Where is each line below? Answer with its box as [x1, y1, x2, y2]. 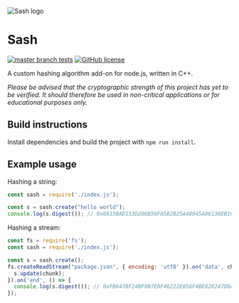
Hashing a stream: [7, 223, 61, 232]
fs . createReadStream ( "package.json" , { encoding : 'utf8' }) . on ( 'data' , [7, 263, 224, 270]
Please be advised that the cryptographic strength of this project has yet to [7, 83, 229, 91]
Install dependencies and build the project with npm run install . [7, 138, 196, 146]
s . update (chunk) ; [14, 269, 65, 277]
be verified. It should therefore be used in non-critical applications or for [7, 90, 221, 99]
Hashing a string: [7, 177, 58, 185]
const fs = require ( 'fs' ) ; [7, 237, 87, 245]
